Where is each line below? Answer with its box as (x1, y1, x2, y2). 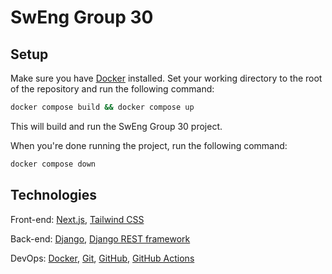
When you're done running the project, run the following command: (10, 139, 288, 151)
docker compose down (10, 159, 97, 169)
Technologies (10, 187, 98, 204)
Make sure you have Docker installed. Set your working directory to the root (10, 72, 323, 84)
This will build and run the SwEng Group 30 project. (10, 120, 223, 132)
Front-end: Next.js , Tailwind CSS (10, 213, 145, 225)
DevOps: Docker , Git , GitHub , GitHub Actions (10, 252, 195, 264)
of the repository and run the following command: (10, 83, 215, 95)
